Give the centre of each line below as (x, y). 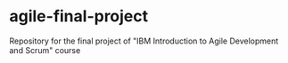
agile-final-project (79, 16)
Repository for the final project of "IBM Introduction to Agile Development (144, 41)
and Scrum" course (45, 50)
